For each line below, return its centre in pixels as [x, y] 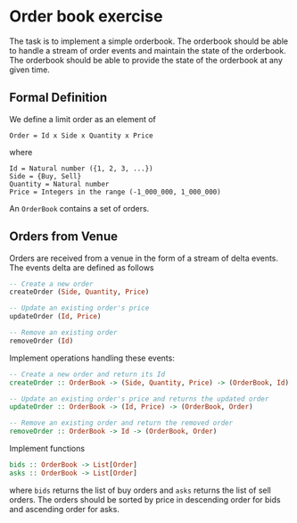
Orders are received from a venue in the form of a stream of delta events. [144, 258]
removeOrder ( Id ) [41, 341]
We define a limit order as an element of [82, 119]
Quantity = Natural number [59, 184]
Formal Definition [58, 98]
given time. [30, 70]
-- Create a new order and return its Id [87, 374]
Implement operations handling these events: [92, 358]
